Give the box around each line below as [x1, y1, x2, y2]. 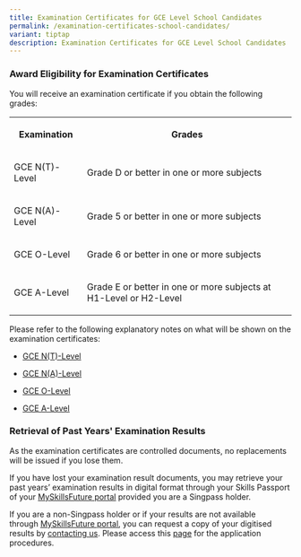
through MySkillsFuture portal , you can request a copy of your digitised [9, 518, 272, 529]
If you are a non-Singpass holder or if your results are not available [9, 509, 256, 519]
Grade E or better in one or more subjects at [86, 280, 271, 292]
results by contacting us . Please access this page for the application [9, 527, 262, 538]
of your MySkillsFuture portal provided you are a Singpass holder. [9, 491, 252, 502]
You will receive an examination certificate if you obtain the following [9, 88, 263, 99]
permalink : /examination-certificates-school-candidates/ [9, 22, 230, 30]
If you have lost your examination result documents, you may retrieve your [9, 472, 283, 483]
